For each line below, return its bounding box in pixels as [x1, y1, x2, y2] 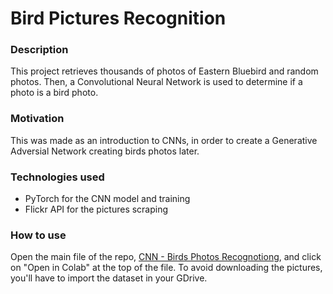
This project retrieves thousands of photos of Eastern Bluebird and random [10, 65, 319, 77]
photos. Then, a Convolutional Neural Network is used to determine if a [10, 76, 303, 88]
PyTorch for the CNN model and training [24, 193, 191, 205]
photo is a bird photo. [10, 87, 99, 99]
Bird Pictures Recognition [10, 7, 227, 30]
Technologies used [10, 170, 105, 184]
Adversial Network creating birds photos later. [10, 145, 200, 157]
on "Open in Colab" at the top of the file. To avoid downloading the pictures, [10, 262, 323, 274]
